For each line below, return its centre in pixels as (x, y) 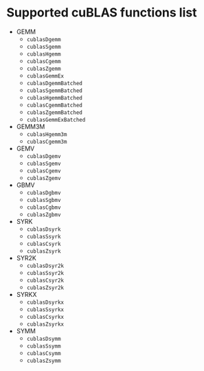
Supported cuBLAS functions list (102, 13)
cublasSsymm (44, 346)
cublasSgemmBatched (55, 91)
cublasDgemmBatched (55, 83)
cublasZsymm (44, 361)
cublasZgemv (44, 178)
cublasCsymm (44, 353)
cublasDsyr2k (45, 266)
